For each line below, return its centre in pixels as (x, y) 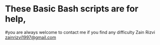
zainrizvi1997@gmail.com (31, 37)
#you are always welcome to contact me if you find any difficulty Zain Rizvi (80, 32)
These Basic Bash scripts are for (72, 9)
